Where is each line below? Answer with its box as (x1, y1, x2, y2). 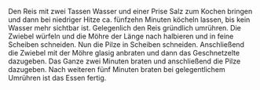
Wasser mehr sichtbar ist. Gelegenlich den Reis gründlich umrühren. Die (8, 23, 241, 32)
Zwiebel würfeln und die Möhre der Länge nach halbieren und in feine (8, 31, 234, 41)
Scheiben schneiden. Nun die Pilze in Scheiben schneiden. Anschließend (8, 40, 245, 49)
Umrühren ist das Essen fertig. (8, 74, 107, 82)
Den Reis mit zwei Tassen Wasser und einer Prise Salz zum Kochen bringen (8, 7, 253, 16)
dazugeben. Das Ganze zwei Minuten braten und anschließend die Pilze (8, 56, 241, 66)
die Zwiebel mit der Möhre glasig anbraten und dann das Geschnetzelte (8, 49, 240, 57)
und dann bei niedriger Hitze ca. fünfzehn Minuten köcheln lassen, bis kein (8, 15, 251, 24)
